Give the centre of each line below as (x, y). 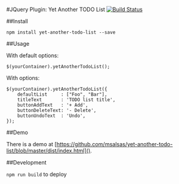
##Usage (18, 44)
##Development (26, 162)
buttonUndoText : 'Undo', (51, 116)
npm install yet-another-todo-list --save (61, 32)
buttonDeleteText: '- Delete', (57, 110)
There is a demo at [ (31, 144)
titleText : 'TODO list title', (66, 100)
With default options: (33, 55)
